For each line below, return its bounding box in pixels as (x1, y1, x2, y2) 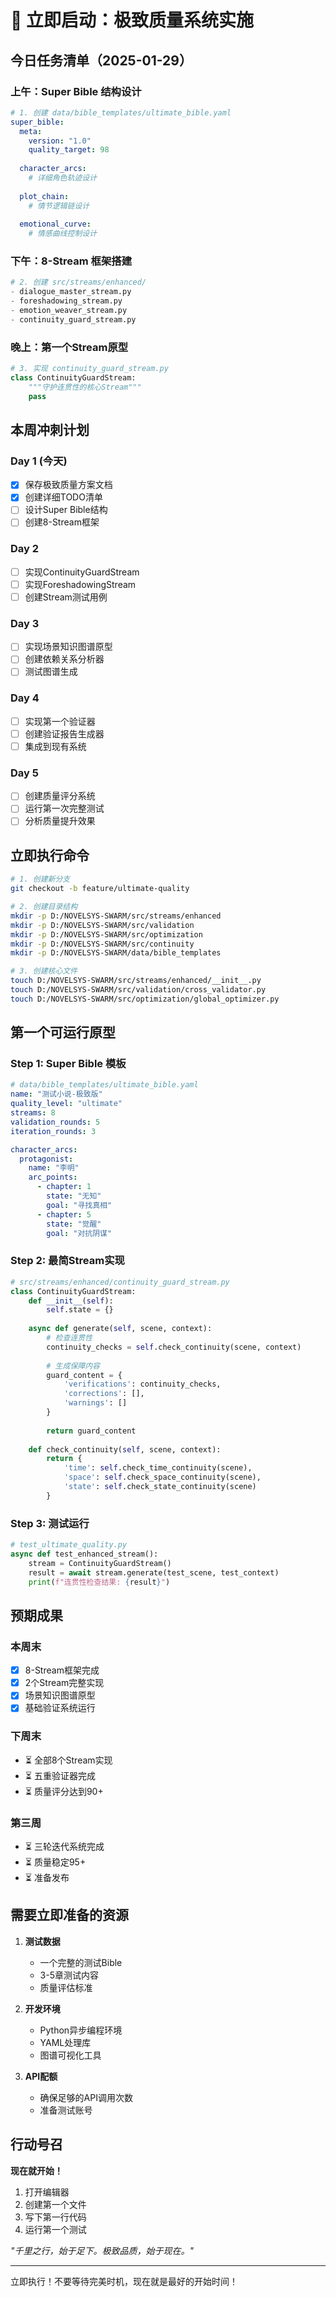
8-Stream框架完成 (24, 1664, 100, 1676)
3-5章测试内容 (39, 1969, 99, 1981)
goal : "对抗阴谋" (46, 1228, 113, 1238)
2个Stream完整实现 (24, 1677, 105, 1689)
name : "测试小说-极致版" (10, 1089, 103, 1100)
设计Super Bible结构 (24, 504, 108, 516)
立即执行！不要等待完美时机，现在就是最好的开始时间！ (10, 2275, 238, 2287)
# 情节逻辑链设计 (28, 201, 90, 211)
